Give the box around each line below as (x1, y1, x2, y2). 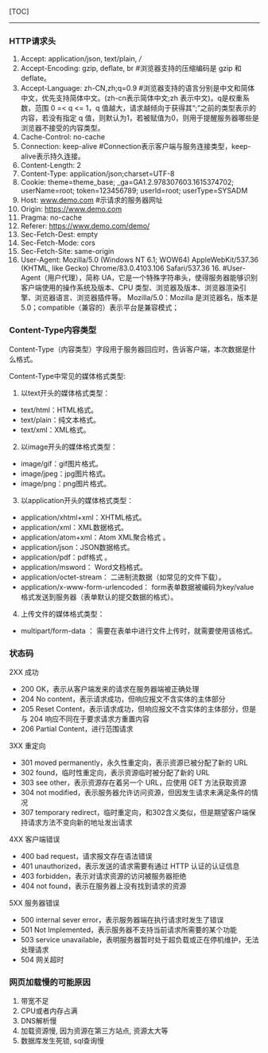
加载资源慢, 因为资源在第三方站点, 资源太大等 (20, 1026, 169, 1035)
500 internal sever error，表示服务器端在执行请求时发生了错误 (20, 915, 224, 924)
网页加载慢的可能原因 (9, 977, 91, 988)
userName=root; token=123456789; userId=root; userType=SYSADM (20, 186, 248, 196)
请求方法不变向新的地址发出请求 (27, 817, 133, 827)
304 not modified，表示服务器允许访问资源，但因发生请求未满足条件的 (20, 787, 252, 797)
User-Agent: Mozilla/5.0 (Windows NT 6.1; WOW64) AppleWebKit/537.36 (20, 255, 259, 265)
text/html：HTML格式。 (20, 405, 99, 415)
